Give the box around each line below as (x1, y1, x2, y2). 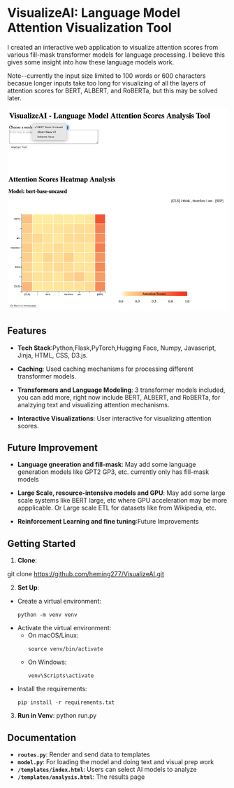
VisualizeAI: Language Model (7, 5, 181, 21)
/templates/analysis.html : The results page (17, 773, 145, 781)
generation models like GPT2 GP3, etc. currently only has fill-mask (17, 468, 210, 476)
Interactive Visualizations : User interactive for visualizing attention (17, 414, 212, 422)
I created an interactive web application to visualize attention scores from (7, 43, 219, 51)
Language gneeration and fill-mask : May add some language (17, 461, 196, 469)
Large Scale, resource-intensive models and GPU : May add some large (17, 489, 226, 497)
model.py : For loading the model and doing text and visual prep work (17, 758, 214, 766)
